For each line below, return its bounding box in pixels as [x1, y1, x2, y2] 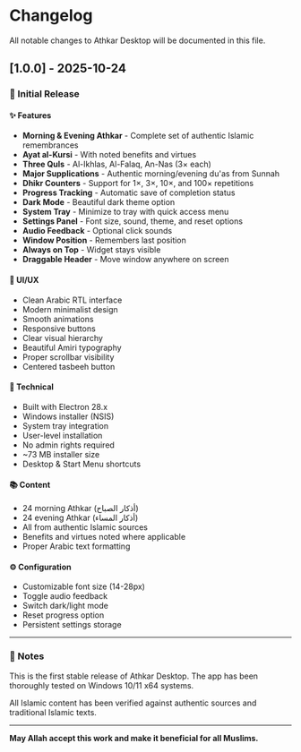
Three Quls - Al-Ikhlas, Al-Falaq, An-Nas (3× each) [21, 158, 212, 170]
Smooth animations [21, 313, 94, 324]
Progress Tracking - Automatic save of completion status [21, 187, 236, 198]
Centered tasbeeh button [21, 361, 116, 372]
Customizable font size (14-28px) [21, 581, 146, 592]
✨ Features [9, 109, 52, 121]
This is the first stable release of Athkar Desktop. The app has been [9, 671, 258, 681]
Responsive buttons [21, 323, 96, 334]
